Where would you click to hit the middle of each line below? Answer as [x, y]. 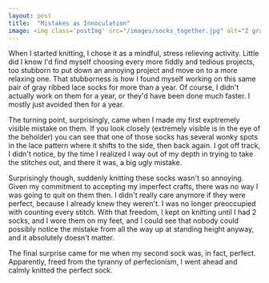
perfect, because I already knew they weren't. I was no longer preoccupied [132, 204]
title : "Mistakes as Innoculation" [69, 23]
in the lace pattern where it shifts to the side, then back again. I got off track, [134, 146]
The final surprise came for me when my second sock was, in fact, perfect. [132, 253]
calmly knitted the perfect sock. [61, 270]
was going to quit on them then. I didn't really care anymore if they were [127, 195]
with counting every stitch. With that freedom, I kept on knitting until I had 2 [132, 212]
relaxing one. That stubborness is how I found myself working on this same [132, 79]
